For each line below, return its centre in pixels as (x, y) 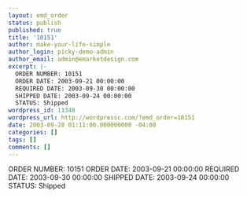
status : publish (35, 23)
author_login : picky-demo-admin (61, 52)
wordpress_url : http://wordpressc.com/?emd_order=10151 (101, 118)
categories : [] (33, 132)
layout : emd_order (38, 15)
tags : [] (22, 139)
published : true (35, 30)
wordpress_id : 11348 (42, 111)
